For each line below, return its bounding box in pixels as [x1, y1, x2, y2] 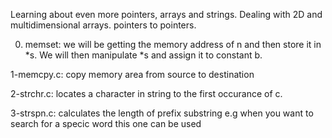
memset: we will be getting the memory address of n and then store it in [24, 39, 322, 50]
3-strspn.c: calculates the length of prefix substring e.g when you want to [10, 107, 314, 119]
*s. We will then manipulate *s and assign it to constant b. [24, 49, 263, 61]
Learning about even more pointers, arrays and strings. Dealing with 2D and [10, 9, 323, 20]
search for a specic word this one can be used [10, 118, 202, 129]
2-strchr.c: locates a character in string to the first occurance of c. [10, 88, 283, 99]
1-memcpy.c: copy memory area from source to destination [10, 69, 255, 80]
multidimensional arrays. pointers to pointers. [10, 19, 197, 31]
